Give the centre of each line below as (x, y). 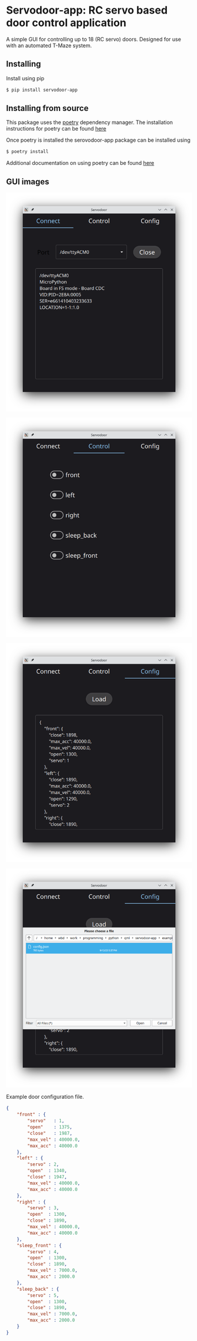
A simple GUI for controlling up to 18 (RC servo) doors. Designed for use (94, 39)
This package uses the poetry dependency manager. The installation (89, 122)
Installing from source (47, 108)
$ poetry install (27, 152)
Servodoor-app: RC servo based (87, 10)
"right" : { (31, 1202)
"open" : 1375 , (50, 1127)
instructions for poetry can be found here (56, 129)
